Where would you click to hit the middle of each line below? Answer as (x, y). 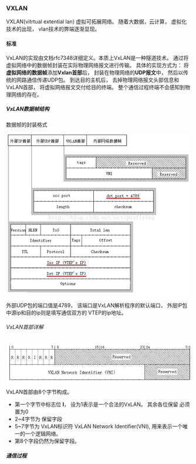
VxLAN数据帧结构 (28, 109)
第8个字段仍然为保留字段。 (47, 441)
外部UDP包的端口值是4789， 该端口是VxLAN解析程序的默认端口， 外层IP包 (97, 305)
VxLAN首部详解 (25, 327)
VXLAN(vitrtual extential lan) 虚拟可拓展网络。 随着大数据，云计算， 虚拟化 (97, 22)
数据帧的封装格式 (27, 125)
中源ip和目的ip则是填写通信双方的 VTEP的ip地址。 (66, 313)
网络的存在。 (26, 94)
